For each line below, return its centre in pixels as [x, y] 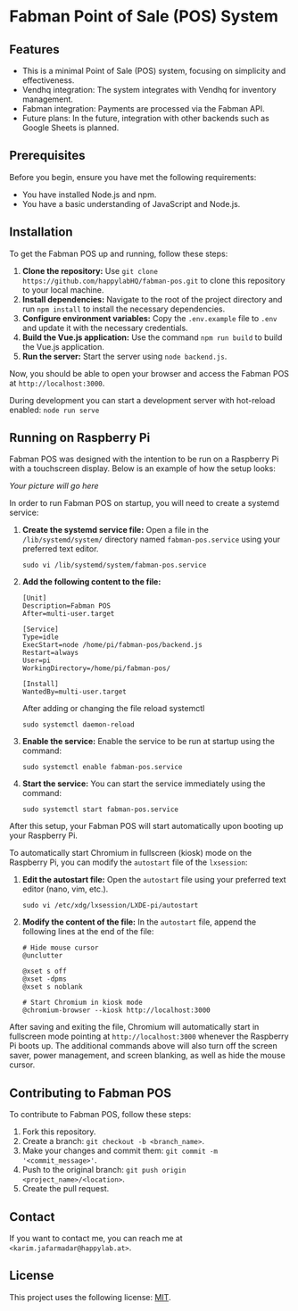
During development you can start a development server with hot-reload [142, 400]
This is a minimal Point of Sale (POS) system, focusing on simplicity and [154, 71]
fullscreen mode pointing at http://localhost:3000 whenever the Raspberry [149, 1036]
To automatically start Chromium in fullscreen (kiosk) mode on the [131, 853]
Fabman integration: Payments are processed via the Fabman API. [143, 108]
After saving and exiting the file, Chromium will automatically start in [134, 1027]
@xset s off [44, 971]
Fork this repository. [59, 1132]
